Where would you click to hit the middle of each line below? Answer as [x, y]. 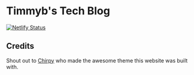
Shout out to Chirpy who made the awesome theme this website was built [97, 60]
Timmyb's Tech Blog [58, 11]
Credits [20, 46]
